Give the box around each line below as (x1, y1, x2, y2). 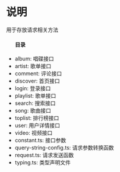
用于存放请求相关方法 (6, 26, 58, 33)
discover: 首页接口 (14, 78, 61, 85)
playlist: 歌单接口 (14, 93, 56, 100)
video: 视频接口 (14, 129, 53, 136)
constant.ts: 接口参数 (14, 137, 67, 144)
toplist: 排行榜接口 (14, 114, 59, 122)
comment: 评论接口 (14, 70, 62, 77)
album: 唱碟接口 (14, 55, 55, 62)
